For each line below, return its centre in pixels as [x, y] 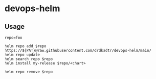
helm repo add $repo [26, 46]
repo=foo [13, 38]
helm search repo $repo [29, 59]
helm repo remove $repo [29, 72]
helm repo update [22, 55]
